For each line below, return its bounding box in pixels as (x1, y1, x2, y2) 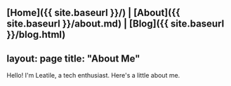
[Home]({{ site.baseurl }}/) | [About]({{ (6, 7, 180, 19)
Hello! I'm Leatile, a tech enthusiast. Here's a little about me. (6, 71, 180, 80)
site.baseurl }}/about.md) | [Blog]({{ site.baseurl (6, 18, 225, 30)
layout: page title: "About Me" (6, 52, 140, 64)
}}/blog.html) (6, 29, 66, 41)
